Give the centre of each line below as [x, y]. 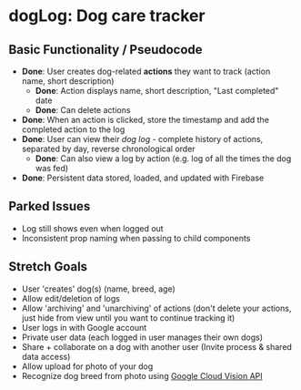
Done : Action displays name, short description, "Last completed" [157, 91]
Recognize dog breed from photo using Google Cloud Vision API [142, 375]
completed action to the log [73, 129]
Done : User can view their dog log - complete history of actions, [142, 139]
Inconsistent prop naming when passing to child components [136, 238]
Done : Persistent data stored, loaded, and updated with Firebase [143, 178]
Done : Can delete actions [83, 110]
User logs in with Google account [84, 327]
